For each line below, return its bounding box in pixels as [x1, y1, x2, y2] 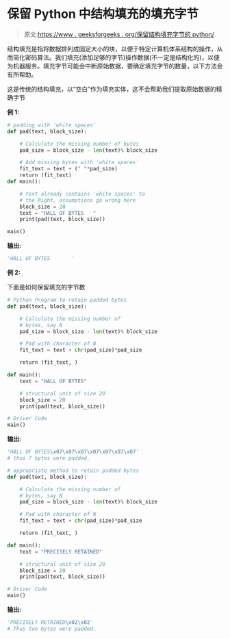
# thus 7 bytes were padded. [7, 455, 90, 462]
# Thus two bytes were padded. [7, 625, 97, 632]
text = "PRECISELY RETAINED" [19, 548, 103, 555]
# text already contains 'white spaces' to [19, 190, 146, 197]
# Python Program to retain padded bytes [7, 297, 127, 304]
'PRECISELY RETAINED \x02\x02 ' [7, 619, 94, 626]
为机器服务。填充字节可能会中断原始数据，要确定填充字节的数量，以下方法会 [7, 62, 223, 70]
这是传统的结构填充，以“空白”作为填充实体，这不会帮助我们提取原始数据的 [7, 85, 217, 93]
